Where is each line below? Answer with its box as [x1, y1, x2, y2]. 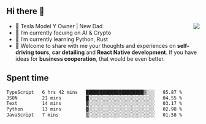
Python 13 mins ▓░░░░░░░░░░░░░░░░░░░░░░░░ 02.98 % [6, 106, 183, 112]
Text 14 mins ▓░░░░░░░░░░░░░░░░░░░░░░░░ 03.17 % [6, 101, 183, 107]
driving [15, 48, 34, 56]
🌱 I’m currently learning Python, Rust [15, 35, 109, 43]
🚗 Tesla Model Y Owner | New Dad [15, 22, 103, 29]
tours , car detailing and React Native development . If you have [35, 48, 197, 56]
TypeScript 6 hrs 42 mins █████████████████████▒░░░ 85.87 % [6, 89, 183, 95]
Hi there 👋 [6, 6, 45, 17]
